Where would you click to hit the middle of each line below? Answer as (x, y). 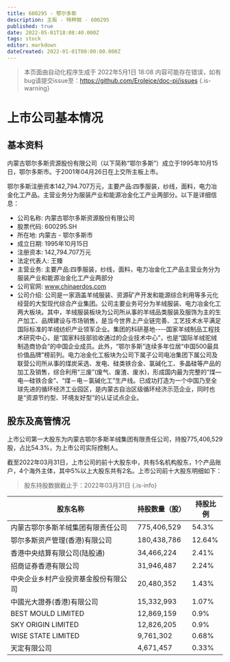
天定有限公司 (31, 648)
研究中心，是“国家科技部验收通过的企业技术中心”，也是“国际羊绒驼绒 (120, 338)
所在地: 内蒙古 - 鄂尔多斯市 (55, 235)
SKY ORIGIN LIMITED (45, 624)
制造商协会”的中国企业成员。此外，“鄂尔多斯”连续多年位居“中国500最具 (118, 346)
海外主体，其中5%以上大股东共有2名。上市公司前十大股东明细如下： (126, 470)
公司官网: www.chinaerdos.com (62, 286)
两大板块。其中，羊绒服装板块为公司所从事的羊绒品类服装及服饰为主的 (116, 311)
